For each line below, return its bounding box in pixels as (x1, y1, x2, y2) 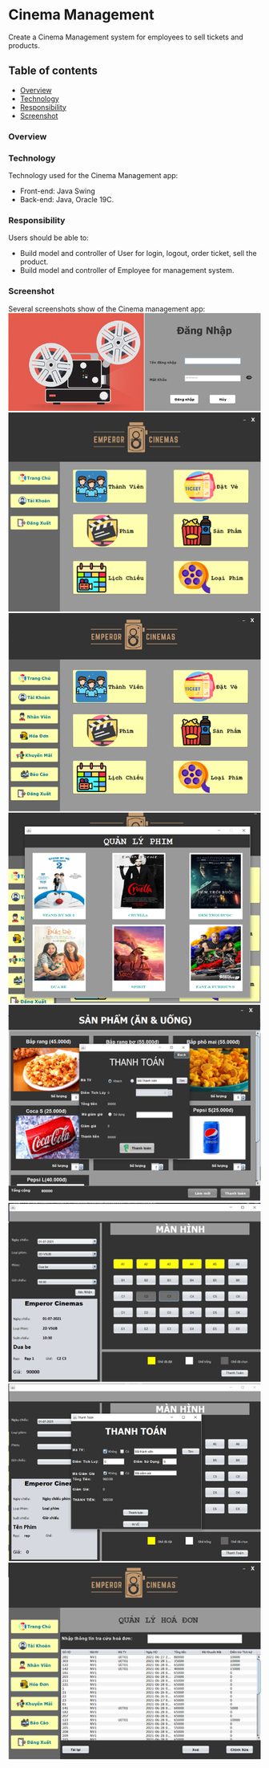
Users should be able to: (8, 233, 90, 242)
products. (8, 40, 40, 50)
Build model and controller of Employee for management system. (19, 266, 235, 275)
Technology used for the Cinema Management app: (8, 170, 179, 180)
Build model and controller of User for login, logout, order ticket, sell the (19, 249, 258, 258)
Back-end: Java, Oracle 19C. (19, 194, 114, 204)
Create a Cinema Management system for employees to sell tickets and (8, 32, 244, 42)
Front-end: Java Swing (19, 186, 96, 196)
